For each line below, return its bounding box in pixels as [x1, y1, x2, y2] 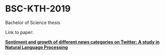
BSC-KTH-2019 [5, 3, 71, 14]
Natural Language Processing [5, 44, 68, 50]
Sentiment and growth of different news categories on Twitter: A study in [5, 38, 160, 45]
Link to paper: [5, 29, 34, 35]
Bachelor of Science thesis [5, 19, 61, 25]
